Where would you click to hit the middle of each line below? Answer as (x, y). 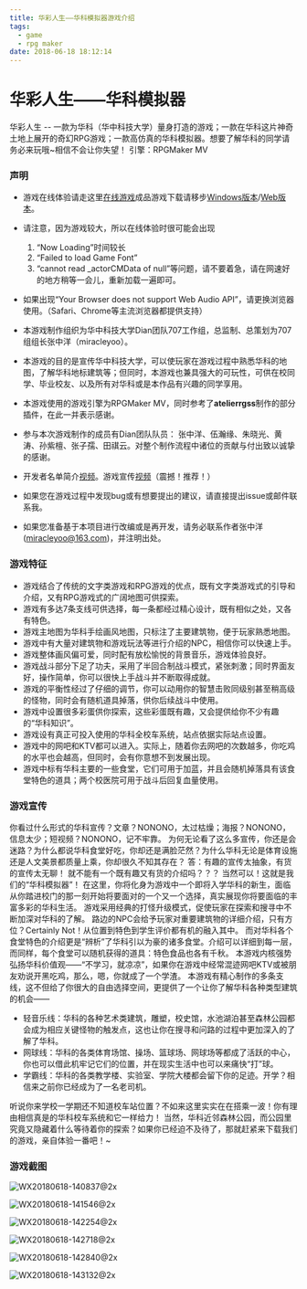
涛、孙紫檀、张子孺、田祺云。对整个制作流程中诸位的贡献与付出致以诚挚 (159, 446)
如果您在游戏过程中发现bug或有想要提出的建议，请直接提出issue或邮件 (156, 496)
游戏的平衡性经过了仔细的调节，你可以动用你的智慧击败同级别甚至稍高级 (159, 688)
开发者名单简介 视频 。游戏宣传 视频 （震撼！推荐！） (119, 477)
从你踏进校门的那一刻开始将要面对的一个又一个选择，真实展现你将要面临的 (149, 895)
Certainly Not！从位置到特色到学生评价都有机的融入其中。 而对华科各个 (159, 930)
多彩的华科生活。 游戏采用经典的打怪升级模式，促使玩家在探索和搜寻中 (150, 907)
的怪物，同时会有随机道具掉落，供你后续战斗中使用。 (123, 700)
